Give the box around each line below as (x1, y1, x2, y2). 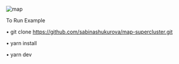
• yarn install (6, 40, 37, 46)
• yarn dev (6, 51, 32, 58)
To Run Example (6, 17, 46, 23)
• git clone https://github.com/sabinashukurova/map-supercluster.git (6, 28, 173, 35)
